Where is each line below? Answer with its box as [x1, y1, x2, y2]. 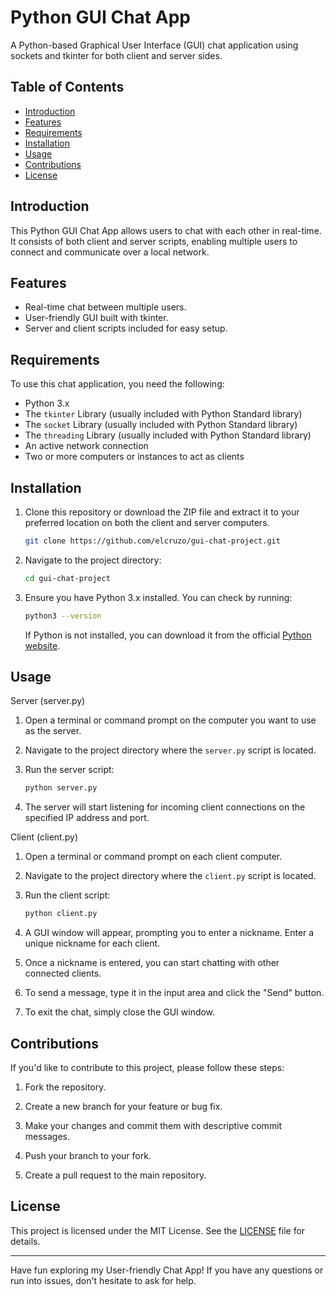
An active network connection [24, 440, 149, 452]
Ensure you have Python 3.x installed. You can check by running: [24, 591, 293, 603]
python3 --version [24, 611, 102, 621]
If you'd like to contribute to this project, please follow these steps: [10, 1062, 285, 1073]
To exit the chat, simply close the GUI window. [24, 1006, 216, 1018]
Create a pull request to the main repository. [24, 1169, 207, 1181]
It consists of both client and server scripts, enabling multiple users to [10, 235, 298, 247]
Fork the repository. [24, 1081, 107, 1093]
